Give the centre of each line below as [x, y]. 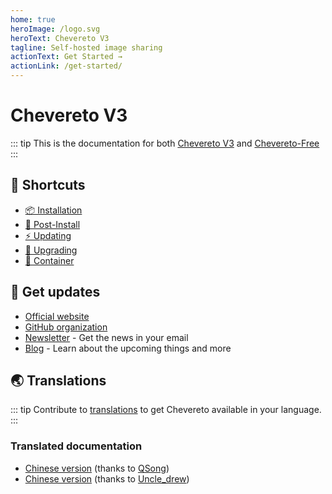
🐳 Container [49, 260]
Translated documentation [76, 446]
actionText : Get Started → [66, 57]
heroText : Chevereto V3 [60, 38]
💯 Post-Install [52, 224]
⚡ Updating [48, 235]
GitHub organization [66, 327]
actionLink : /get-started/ [66, 66]
